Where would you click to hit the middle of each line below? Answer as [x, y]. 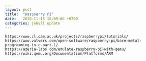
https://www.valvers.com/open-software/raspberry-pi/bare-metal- [73, 41]
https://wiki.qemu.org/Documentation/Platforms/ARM [59, 54]
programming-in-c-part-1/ [31, 45]
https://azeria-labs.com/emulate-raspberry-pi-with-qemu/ [66, 49]
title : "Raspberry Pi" [29, 14]
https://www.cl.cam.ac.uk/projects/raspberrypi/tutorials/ [67, 37]
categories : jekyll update [33, 23]
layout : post [18, 10]
